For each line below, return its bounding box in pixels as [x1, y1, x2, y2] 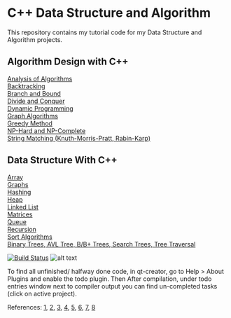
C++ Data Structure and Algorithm [7, 5, 211, 21]
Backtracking [7, 82, 45, 90]
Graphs [7, 180, 29, 188]
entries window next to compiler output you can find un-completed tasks [7, 282, 218, 290]
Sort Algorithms [7, 233, 52, 241]
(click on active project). [7, 289, 77, 298]
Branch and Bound [7, 89, 62, 97]
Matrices [7, 210, 33, 219]
